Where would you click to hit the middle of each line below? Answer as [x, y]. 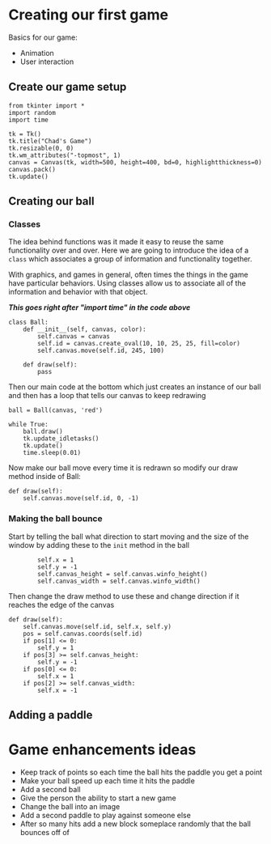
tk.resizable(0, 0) [41, 148]
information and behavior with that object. [78, 292]
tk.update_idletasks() [61, 439]
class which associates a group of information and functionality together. [130, 259]
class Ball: [28, 322]
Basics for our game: [43, 37]
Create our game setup [68, 87]
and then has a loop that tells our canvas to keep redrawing [107, 396]
